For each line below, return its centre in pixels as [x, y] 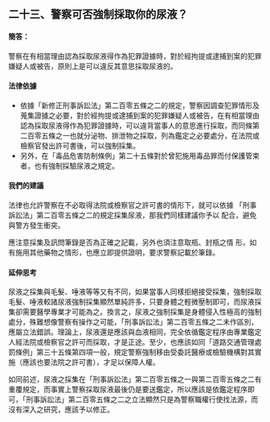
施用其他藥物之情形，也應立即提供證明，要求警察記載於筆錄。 [117, 252]
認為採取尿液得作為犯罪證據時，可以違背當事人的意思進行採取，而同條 [136, 125]
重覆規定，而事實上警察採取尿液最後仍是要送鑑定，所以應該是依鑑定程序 [128, 390]
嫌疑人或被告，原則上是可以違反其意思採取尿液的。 [93, 66]
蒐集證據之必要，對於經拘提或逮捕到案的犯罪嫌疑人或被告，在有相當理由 [139, 115]
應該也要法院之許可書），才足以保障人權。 [91, 362]
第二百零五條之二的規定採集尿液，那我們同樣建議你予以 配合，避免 [146, 215]
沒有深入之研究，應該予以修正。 [61, 410]
